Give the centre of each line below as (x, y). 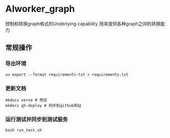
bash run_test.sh (24, 130)
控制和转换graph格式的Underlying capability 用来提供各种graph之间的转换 (83, 24)
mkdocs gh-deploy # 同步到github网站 (43, 105)
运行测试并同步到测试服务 (37, 119)
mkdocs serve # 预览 (26, 100)
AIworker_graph (40, 9)
